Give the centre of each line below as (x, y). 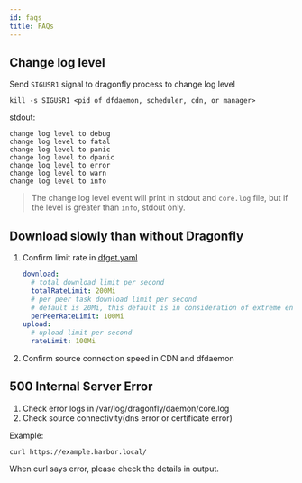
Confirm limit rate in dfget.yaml (80, 258)
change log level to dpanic (62, 158)
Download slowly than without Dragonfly (127, 236)
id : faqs (26, 18)
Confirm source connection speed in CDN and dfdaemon (128, 358)
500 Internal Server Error (81, 387)
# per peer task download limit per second (114, 299)
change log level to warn (58, 173)
